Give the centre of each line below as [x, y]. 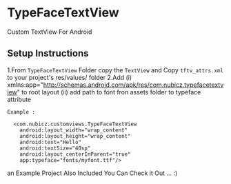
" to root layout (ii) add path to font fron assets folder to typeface [109, 92]
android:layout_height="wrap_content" [75, 136]
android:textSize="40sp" [55, 148]
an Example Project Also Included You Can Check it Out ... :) [92, 173]
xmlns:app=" [25, 85]
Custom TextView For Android [50, 32]
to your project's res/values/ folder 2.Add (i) [70, 77]
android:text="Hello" [50, 142]
